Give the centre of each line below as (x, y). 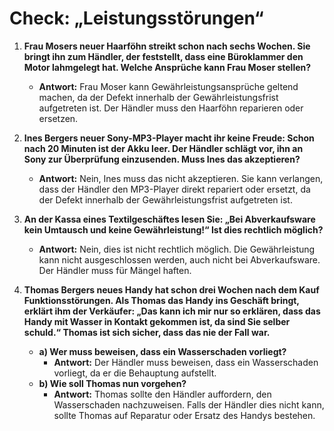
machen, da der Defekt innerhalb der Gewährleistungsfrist (158, 97)
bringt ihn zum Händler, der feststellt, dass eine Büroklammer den (163, 56)
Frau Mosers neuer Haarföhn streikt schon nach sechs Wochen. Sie (167, 46)
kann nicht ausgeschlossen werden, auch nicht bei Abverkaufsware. (179, 259)
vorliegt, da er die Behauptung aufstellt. (135, 373)
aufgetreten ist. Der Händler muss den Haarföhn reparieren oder (171, 108)
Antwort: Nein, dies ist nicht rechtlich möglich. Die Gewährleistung (177, 249)
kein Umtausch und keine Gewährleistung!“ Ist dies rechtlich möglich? (173, 229)
